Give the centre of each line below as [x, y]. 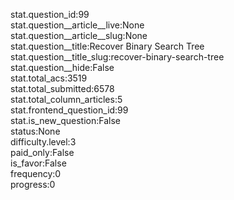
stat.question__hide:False [62, 67]
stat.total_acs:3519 [49, 78]
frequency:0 [36, 173]
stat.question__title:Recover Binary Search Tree [107, 46]
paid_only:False [42, 152]
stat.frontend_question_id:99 [69, 110]
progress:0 [33, 184]
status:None [35, 131]
